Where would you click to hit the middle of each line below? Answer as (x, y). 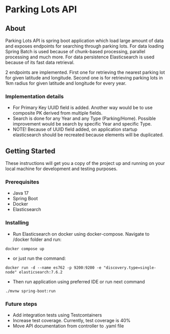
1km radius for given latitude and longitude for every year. (66, 83)
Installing (17, 223)
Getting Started (30, 151)
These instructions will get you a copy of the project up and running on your (85, 163)
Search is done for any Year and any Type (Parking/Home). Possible (84, 118)
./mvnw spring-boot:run (31, 291)
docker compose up (25, 249)
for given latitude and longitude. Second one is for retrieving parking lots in (84, 78)
